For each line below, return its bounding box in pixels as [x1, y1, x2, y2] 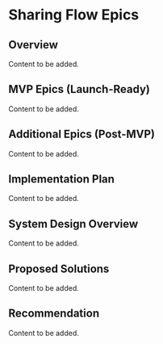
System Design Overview [8, 216, 139, 231]
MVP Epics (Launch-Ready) [8, 82, 151, 96]
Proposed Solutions [8, 262, 110, 275]
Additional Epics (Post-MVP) [8, 128, 156, 141]
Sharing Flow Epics [8, 6, 140, 24]
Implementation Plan [8, 172, 115, 187]
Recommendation [8, 307, 99, 321]
